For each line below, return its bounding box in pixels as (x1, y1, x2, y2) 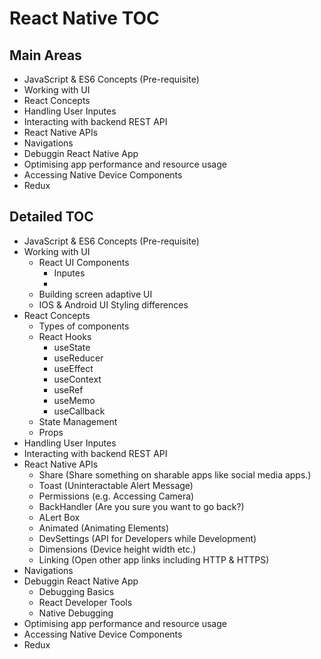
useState (53, 341, 91, 353)
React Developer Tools (38, 596, 133, 608)
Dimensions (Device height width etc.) (38, 543, 197, 555)
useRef (53, 383, 84, 396)
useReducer (53, 352, 104, 364)
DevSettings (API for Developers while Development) (38, 532, 257, 544)
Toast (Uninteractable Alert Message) (38, 479, 194, 491)
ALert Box (38, 511, 81, 523)
